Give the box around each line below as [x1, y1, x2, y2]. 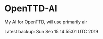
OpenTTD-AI [4, 3, 57, 14]
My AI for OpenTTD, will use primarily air [4, 19, 87, 25]
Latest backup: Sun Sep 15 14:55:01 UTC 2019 [4, 28, 99, 34]
